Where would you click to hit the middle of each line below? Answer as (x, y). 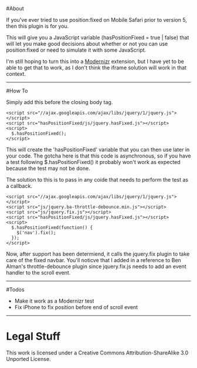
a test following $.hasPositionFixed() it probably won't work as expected (93, 162)
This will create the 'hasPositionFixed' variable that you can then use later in (98, 150)
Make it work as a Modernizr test (54, 301)
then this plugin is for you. (38, 26)
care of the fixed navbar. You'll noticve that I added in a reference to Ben (94, 260)
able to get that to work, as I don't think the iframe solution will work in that (96, 68)
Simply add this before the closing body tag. (60, 102)
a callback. (19, 186)
